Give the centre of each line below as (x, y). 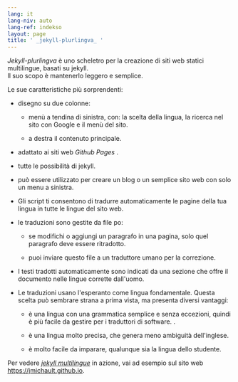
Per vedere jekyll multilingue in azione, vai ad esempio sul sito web (105, 363)
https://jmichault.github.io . (46, 371)
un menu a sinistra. (46, 187)
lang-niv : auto (30, 21)
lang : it (20, 14)
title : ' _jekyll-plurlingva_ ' (55, 41)
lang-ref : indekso (35, 27)
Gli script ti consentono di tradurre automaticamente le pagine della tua (122, 201)
